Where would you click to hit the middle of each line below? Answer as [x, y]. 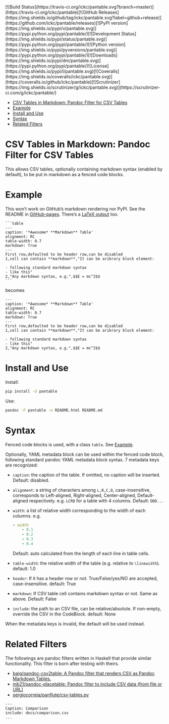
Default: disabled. [31, 480]
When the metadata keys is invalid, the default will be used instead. [75, 624]
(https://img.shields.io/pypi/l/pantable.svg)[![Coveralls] [62, 71]
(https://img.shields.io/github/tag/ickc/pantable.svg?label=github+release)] [83, 18]
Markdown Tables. [32, 679]
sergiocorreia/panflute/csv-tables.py [51, 695]
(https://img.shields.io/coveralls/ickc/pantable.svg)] [59, 76]
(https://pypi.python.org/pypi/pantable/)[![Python [56, 44]
